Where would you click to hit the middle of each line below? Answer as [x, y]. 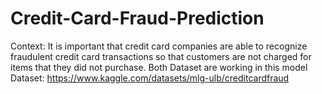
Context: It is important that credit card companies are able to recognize [159, 46]
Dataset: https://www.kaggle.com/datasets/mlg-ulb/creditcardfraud [150, 78]
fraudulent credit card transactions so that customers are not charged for [161, 56]
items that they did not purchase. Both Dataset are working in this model [159, 67]
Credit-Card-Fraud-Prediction [137, 18]
